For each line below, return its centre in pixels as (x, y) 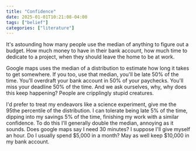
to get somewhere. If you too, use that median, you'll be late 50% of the (92, 74)
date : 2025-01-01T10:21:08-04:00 (47, 17)
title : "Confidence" (31, 11)
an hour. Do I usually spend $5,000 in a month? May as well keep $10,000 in (98, 136)
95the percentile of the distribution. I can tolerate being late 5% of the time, (97, 111)
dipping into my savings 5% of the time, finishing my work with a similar (92, 117)
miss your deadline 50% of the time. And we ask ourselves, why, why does (97, 87)
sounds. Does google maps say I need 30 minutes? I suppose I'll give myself (98, 129)
